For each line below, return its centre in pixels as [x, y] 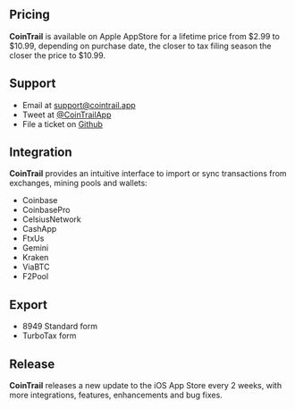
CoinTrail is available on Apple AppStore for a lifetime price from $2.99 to [144, 36]
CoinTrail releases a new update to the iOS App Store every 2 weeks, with [146, 386]
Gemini [35, 248]
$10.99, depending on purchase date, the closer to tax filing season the [140, 46]
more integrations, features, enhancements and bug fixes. [116, 395]
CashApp [39, 229]
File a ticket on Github [62, 124]
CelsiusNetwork [52, 219]
